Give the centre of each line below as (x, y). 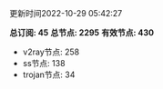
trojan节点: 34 (49, 74)
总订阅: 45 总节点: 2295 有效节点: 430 (82, 33)
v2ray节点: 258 (51, 52)
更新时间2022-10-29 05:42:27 (66, 13)
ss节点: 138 (44, 63)
